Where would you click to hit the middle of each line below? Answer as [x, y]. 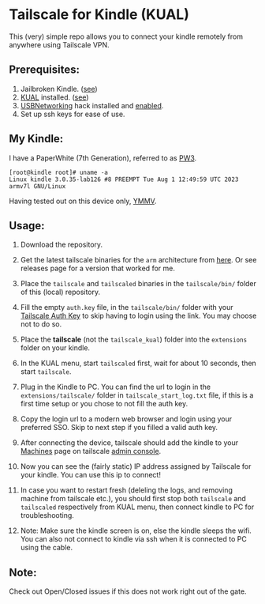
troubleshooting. [47, 515]
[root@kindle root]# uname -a [59, 172]
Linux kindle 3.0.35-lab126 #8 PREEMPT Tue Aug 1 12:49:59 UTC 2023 [124, 179]
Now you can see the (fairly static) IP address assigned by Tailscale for [136, 466]
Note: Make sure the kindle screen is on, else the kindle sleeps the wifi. [136, 530]
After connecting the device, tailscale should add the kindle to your [129, 443]
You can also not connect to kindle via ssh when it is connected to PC [133, 539]
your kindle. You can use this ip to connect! [90, 475]
